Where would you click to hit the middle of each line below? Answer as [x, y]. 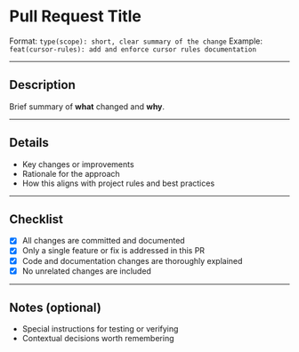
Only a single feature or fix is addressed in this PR [113, 251]
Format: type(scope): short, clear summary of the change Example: [136, 41]
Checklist [36, 219]
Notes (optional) [56, 308]
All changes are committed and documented [103, 241]
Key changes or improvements [78, 164]
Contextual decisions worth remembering [98, 339]
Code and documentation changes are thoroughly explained [132, 260]
